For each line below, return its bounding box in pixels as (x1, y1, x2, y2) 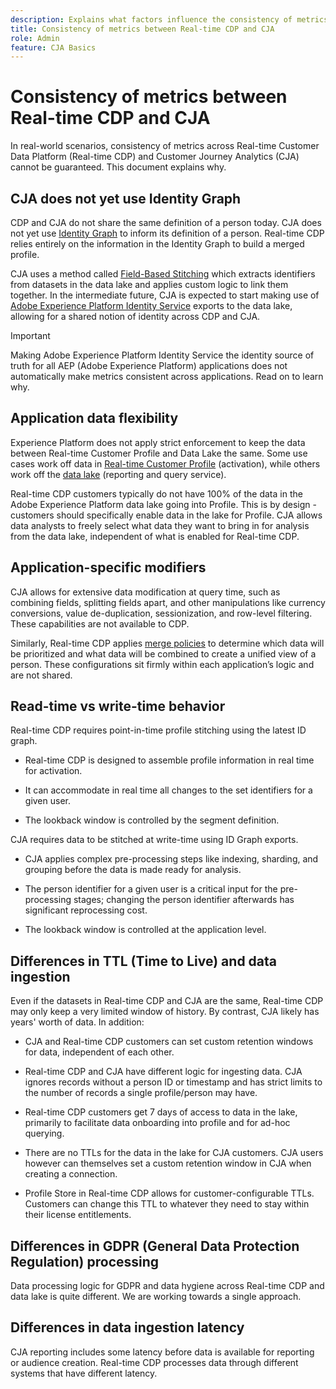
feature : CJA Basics (10, 42, 97, 53)
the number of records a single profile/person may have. (24, 1087, 258, 1099)
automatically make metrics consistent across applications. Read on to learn (10, 371, 324, 382)
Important (10, 330, 51, 341)
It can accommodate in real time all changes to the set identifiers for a (24, 784, 313, 796)
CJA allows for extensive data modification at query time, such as (10, 586, 281, 598)
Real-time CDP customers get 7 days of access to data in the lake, (24, 1106, 298, 1118)
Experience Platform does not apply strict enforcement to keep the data (10, 436, 306, 448)
